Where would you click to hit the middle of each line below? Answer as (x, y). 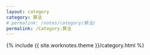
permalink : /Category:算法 (39, 28)
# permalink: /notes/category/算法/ (51, 23)
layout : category (28, 12)
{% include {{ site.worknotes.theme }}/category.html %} (75, 45)
